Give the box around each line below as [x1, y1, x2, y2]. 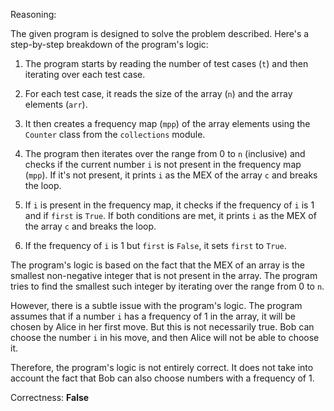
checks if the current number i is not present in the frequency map [24, 159, 302, 170]
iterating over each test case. [24, 69, 146, 80]
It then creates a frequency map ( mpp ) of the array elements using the [24, 118, 311, 129]
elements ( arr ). [24, 99, 88, 110]
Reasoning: [10, 9, 57, 20]
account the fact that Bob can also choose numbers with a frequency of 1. [10, 372, 315, 384]
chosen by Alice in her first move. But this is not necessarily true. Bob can [10, 321, 315, 333]
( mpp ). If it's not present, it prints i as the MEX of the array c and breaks [24, 169, 318, 181]
